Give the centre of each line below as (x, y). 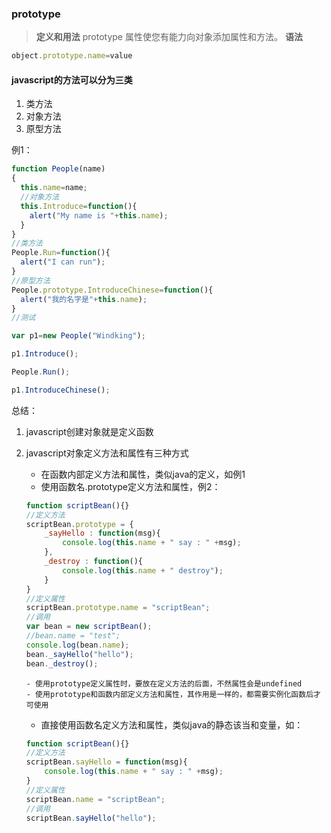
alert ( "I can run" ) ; (63, 262)
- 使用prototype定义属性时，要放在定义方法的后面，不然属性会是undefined (164, 683)
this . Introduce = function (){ (79, 206)
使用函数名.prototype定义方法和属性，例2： (130, 486)
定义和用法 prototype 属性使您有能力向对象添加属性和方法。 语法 (169, 37)
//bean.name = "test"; (73, 636)
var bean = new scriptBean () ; (89, 627)
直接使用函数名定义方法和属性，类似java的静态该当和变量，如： (172, 724)
